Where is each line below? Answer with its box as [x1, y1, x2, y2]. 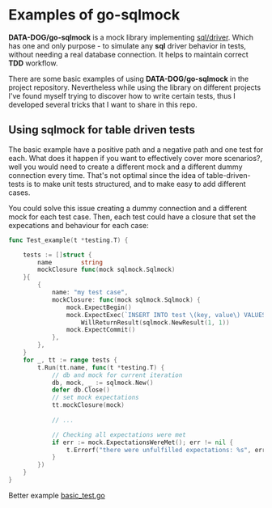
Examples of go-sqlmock [8, 6, 181, 24]
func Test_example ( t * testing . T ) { [8, 236, 129, 244]
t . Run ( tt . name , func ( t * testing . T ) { [37, 363, 165, 371]
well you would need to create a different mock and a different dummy [8, 162, 243, 171]
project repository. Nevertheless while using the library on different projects [8, 83, 261, 92]
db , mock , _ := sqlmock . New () [51, 379, 154, 387]
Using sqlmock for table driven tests [8, 123, 196, 137]
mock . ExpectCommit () [66, 326, 136, 334]
